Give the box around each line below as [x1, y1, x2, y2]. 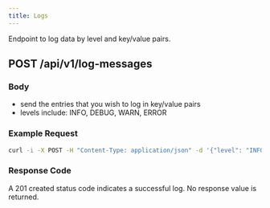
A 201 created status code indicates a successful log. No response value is [8, 183, 257, 193]
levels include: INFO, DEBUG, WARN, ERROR [19, 108, 167, 117]
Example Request [8, 128, 78, 139]
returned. [8, 192, 39, 202]
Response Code [8, 165, 72, 177]
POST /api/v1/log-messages [8, 57, 153, 71]
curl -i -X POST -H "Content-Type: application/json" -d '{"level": [8, 146, 243, 154]
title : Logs [8, 11, 48, 20]
